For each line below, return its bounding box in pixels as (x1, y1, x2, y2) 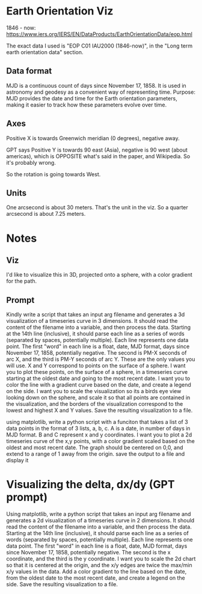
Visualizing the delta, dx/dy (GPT (6, 478, 176, 491)
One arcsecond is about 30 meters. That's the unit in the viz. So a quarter (6, 204, 188, 211)
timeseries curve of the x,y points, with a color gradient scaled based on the (6, 438, 195, 445)
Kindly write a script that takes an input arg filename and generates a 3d (6, 311, 185, 318)
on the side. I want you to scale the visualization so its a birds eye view (6, 388, 182, 395)
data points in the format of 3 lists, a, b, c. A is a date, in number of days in (6, 425, 191, 432)
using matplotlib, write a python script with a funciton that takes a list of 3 (6, 418, 188, 426)
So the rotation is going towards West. (6, 170, 101, 178)
